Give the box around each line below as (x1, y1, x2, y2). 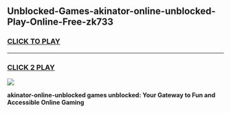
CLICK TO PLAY (7, 37, 60, 47)
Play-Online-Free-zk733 (7, 16, 113, 28)
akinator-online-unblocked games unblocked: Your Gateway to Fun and (7, 90, 216, 99)
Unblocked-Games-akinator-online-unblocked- (7, 5, 216, 17)
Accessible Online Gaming (7, 98, 85, 106)
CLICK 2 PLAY (7, 62, 55, 72)
